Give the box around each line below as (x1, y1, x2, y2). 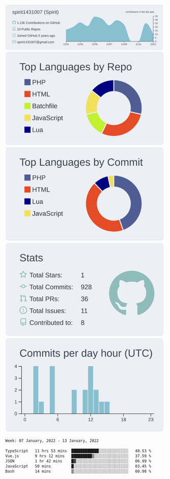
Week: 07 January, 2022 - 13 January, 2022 (5, 438, 99, 443)
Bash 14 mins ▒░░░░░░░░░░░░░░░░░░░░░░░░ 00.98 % (5, 469, 152, 474)
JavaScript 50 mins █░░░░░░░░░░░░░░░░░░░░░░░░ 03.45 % (5, 464, 152, 469)
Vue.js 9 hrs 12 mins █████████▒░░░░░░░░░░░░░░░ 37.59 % (5, 453, 152, 459)
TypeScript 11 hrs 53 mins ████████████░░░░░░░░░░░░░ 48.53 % (5, 448, 152, 453)
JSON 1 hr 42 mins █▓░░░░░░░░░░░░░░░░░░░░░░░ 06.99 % (5, 459, 152, 464)
